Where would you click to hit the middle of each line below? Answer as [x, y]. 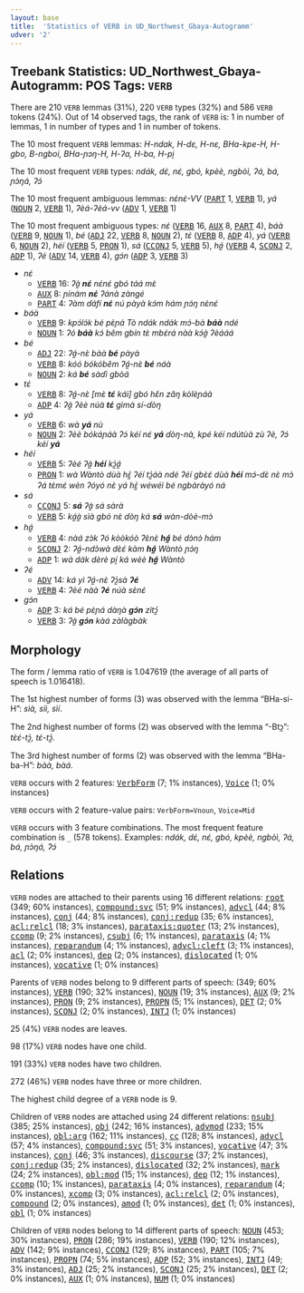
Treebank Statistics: [69, 71]
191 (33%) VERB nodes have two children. [86, 1064]
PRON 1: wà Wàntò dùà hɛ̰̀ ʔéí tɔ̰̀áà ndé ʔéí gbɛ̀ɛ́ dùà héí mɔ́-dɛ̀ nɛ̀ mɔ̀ [165, 475]
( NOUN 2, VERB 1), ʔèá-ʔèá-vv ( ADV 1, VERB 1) [94, 209]
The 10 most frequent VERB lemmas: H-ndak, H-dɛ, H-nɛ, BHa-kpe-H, [139, 144]
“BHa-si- [276, 699]
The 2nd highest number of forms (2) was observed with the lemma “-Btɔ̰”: [150, 727]
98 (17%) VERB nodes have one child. [79, 1046]
